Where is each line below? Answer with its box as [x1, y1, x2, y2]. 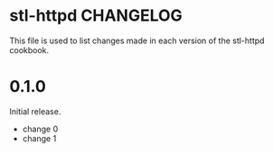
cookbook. [9, 44, 50, 55]
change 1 [22, 132, 57, 144]
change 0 [22, 123, 59, 134]
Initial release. [9, 105, 61, 117]
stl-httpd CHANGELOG [9, 5, 183, 26]
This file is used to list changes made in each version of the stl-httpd [9, 35, 265, 46]
